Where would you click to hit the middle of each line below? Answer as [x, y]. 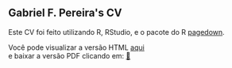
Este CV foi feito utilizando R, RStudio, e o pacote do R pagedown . [116, 32]
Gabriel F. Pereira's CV [65, 13]
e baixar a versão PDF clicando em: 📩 [70, 55]
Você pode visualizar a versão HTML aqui [76, 47]
